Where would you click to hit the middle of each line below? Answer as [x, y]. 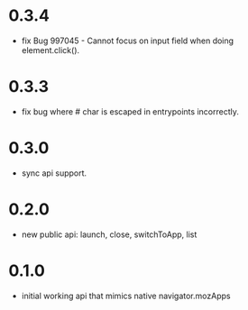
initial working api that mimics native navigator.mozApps [126, 296]
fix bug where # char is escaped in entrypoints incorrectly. [130, 111]
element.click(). [51, 50]
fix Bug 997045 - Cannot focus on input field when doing [128, 41]
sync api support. [54, 173]
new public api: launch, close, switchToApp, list [109, 234]
